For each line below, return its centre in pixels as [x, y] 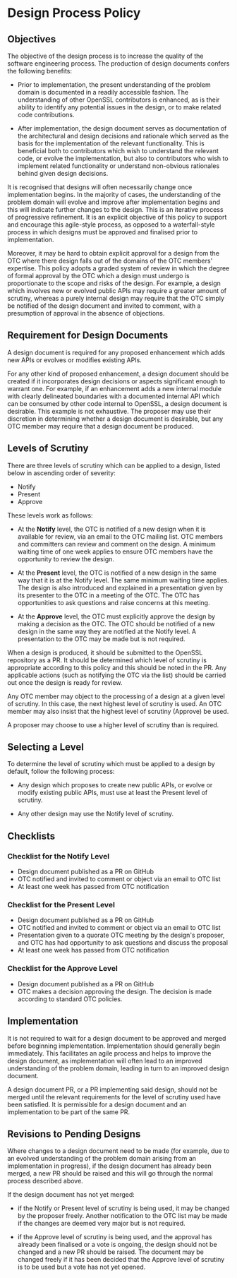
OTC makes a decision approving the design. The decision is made [115, 991]
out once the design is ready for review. [65, 682]
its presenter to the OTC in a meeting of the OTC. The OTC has [108, 595]
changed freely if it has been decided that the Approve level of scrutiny [121, 1260]
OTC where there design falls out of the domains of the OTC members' [110, 261]
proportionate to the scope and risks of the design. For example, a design [114, 283]
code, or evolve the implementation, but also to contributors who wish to [123, 158]
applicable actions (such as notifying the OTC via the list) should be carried [117, 675]
